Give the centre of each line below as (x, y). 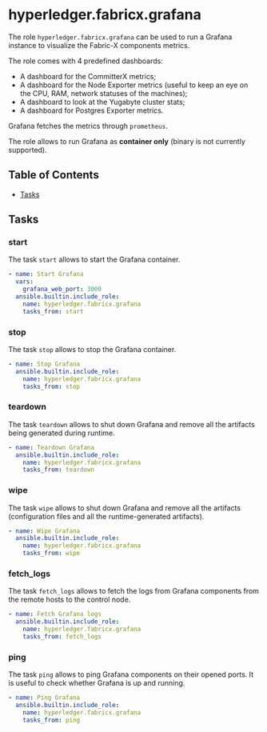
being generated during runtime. (62, 433)
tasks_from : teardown (58, 470)
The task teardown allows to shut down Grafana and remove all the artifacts (132, 424)
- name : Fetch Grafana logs (55, 614)
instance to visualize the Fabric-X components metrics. (99, 45)
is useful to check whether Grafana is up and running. (97, 683)
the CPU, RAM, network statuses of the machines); (104, 93)
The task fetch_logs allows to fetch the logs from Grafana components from (134, 591)
